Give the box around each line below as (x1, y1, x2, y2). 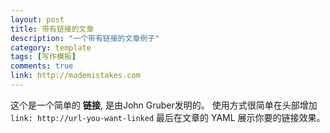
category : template (10, 42, 92, 53)
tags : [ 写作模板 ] (10, 52, 77, 62)
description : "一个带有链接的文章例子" (10, 33, 160, 43)
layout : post (10, 14, 65, 25)
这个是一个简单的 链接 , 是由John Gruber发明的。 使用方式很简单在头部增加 (10, 99, 318, 111)
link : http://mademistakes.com (10, 71, 141, 81)
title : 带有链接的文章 (10, 24, 95, 34)
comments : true (10, 61, 74, 71)
